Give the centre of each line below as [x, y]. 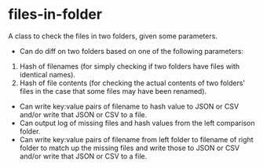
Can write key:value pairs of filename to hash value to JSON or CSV [129, 106]
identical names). [47, 74]
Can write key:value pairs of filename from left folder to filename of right [136, 139]
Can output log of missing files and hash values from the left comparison [137, 123]
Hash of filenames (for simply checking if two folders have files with [130, 66]
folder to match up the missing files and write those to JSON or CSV [130, 148]
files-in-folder [55, 14]
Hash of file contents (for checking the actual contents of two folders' [132, 83]
